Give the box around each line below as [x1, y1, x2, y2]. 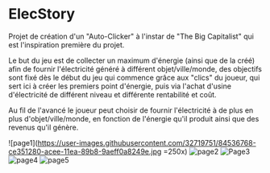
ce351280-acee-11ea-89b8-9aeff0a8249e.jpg [8, 146, 162, 156]
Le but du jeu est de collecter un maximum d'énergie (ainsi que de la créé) [8, 56, 255, 65]
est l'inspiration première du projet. [8, 39, 125, 49]
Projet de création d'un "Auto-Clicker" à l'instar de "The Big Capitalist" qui [8, 31, 254, 41]
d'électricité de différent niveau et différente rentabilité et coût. [8, 89, 217, 99]
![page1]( [8, 138, 38, 147]
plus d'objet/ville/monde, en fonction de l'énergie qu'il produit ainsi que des [8, 113, 260, 123]
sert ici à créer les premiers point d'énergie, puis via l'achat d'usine [8, 81, 232, 91]
